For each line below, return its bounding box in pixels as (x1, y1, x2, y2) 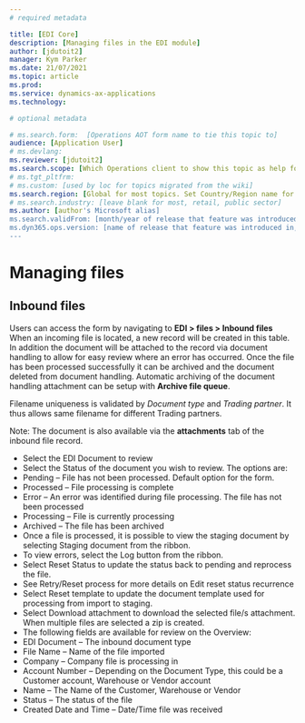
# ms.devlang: (9, 147, 64, 156)
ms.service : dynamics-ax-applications (9, 88, 156, 98)
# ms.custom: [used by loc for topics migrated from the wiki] (9, 181, 254, 190)
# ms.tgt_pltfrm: (9, 172, 75, 182)
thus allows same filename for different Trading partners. (9, 407, 222, 418)
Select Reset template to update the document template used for (22, 587, 265, 598)
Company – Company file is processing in (22, 656, 179, 667)
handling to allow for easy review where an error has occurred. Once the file (9, 351, 295, 362)
